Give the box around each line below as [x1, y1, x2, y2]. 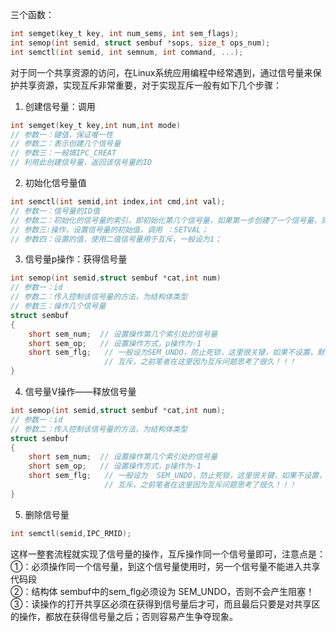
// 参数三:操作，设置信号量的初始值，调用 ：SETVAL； [10, 224, 209, 235]
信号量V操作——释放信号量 [24, 386, 137, 397]
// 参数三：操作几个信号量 [10, 301, 107, 311]
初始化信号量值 [24, 177, 87, 188]
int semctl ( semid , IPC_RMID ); [10, 528, 132, 538]
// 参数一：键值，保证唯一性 [10, 129, 114, 140]
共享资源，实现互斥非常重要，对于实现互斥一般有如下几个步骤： [18, 79, 282, 91]
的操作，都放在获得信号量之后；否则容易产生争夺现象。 [10, 610, 238, 622]
